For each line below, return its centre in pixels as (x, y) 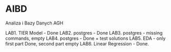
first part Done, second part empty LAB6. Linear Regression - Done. (77, 43)
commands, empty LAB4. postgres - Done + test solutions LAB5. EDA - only (85, 38)
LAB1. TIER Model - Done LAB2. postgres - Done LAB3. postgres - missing (84, 33)
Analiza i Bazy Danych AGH (34, 23)
